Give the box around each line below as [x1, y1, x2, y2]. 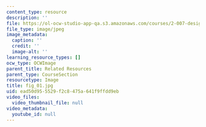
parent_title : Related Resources [6, 65, 92, 72]
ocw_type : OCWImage [6, 60, 56, 66]
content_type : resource [6, 9, 67, 15]
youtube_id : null [12, 111, 56, 117]
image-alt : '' [12, 49, 48, 55]
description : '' [6, 15, 48, 21]
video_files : [6, 94, 40, 100]
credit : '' [12, 43, 40, 49]
